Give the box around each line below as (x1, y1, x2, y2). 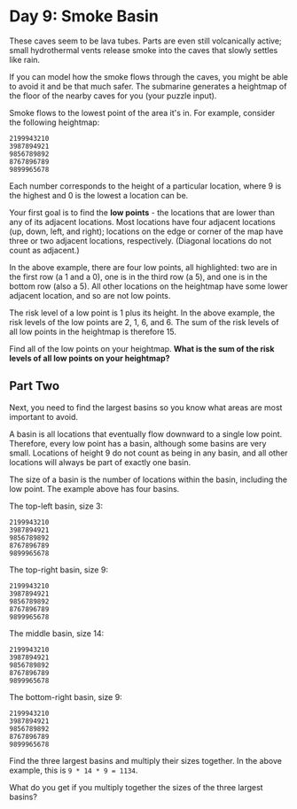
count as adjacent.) (9, 245, 80, 255)
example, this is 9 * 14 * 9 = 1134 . (9, 765, 138, 775)
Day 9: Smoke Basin (9, 6, 160, 27)
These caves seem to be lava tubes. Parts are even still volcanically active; (9, 35, 282, 46)
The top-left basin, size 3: (9, 501, 104, 511)
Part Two (9, 378, 60, 393)
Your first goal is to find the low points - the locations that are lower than (9, 206, 275, 218)
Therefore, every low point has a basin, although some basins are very (9, 438, 267, 448)
